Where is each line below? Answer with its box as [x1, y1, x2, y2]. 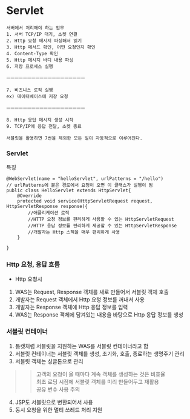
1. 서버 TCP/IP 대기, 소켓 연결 [6, 31, 77, 37]
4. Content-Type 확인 [6, 50, 59, 56]
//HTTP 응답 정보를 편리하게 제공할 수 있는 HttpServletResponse [28, 223, 177, 229]
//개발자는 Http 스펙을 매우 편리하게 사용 [28, 229, 120, 235]
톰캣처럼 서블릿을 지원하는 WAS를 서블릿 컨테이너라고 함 [15, 342, 149, 349]
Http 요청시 [15, 275, 42, 283]
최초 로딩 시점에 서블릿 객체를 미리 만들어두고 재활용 [36, 378, 159, 385]
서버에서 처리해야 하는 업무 [6, 25, 65, 31]
